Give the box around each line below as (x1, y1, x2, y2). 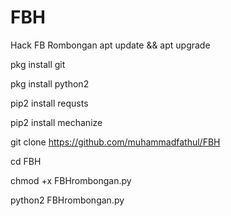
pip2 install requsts (10, 97, 89, 109)
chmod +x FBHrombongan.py (10, 174, 132, 186)
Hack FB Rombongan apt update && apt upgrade (10, 39, 211, 51)
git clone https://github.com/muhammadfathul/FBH (10, 136, 221, 148)
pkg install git (10, 58, 66, 70)
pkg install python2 (10, 77, 90, 90)
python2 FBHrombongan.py (10, 194, 125, 206)
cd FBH (10, 155, 42, 167)
